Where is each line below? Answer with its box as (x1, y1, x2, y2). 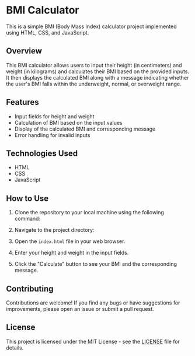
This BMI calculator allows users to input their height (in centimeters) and (6, 61, 182, 69)
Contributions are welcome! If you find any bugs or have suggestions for (6, 299, 180, 306)
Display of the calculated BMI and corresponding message (14, 125, 156, 132)
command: (14, 215, 41, 222)
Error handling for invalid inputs (14, 131, 90, 138)
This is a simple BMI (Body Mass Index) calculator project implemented (6, 23, 177, 30)
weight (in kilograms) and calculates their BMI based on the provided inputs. (6, 68, 190, 75)
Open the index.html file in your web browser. (14, 238, 126, 245)
